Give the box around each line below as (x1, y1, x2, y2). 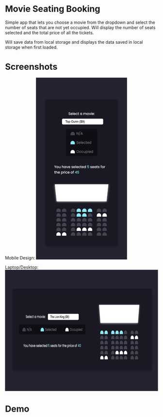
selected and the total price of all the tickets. (5, 30, 94, 35)
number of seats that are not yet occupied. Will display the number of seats (5, 24, 156, 30)
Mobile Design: (5, 255, 35, 260)
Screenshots (5, 62, 58, 72)
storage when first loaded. (5, 44, 58, 50)
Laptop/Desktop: (5, 264, 39, 270)
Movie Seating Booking (5, 3, 100, 15)
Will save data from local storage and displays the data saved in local (5, 39, 143, 45)
